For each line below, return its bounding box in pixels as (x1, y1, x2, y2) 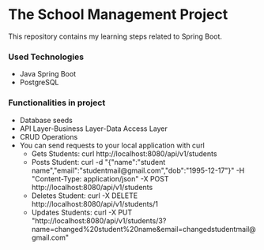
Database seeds (19, 115, 74, 125)
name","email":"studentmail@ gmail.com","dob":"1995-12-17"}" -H (31, 166, 245, 175)
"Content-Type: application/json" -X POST (31, 174, 169, 183)
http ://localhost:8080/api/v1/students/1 (31, 199, 158, 208)
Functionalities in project (8, 97, 106, 108)
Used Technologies (8, 51, 85, 62)
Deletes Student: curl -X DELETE (31, 191, 138, 200)
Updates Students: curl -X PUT (31, 207, 133, 217)
